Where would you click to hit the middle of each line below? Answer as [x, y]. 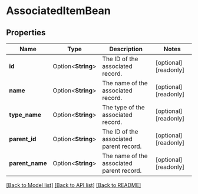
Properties [26, 33]
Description [126, 49]
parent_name [28, 163]
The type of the [124, 107]
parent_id [23, 139]
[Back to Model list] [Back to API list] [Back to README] [74, 185]
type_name [25, 115]
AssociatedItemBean [58, 11]
